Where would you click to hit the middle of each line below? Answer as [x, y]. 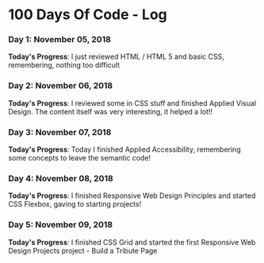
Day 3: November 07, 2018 [60, 132]
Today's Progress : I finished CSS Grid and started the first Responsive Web [132, 242]
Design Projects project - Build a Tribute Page [83, 250]
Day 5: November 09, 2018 [61, 225]
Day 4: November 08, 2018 [61, 178]
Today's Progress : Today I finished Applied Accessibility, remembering [124, 149]
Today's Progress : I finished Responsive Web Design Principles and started [132, 195]
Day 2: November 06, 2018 [61, 86]
